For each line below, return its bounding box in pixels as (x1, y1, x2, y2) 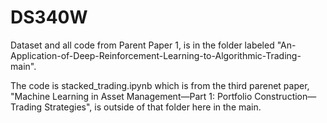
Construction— (254, 90, 317, 102)
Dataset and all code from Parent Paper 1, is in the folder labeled (10, 39, 275, 51)
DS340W (10, 6, 88, 29)
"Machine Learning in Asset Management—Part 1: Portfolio (10, 90, 253, 102)
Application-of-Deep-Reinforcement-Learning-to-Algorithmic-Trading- (10, 49, 302, 61)
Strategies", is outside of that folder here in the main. (44, 101, 262, 113)
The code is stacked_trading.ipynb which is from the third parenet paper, (10, 79, 310, 91)
